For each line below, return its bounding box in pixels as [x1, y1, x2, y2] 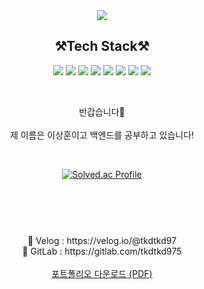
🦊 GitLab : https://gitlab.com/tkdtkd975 [22, 245, 182, 257]
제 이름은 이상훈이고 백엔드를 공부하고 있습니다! [9, 129, 195, 141]
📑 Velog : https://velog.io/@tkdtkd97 [27, 234, 177, 246]
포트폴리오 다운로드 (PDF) [51, 267, 153, 279]
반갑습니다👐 [78, 105, 126, 118]
